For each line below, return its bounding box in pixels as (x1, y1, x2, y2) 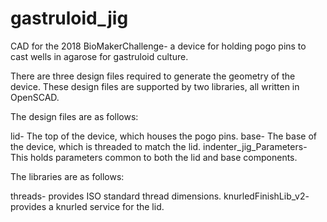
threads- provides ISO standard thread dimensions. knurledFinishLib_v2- (10, 190, 310, 202)
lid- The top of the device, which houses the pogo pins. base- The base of (10, 130, 317, 142)
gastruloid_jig (10, 7, 129, 30)
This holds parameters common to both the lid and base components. (10, 151, 298, 163)
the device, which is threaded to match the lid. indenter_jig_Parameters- (10, 140, 308, 152)
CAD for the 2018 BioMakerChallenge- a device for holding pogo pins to (10, 40, 307, 52)
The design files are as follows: (10, 110, 139, 122)
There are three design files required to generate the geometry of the (10, 70, 296, 82)
